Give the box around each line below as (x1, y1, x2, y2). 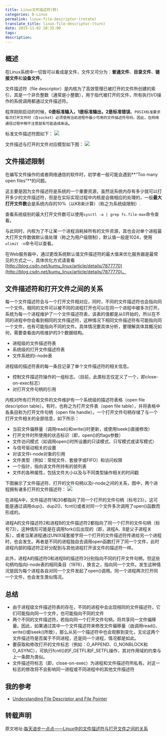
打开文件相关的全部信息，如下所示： (5, 416, 80, 422)
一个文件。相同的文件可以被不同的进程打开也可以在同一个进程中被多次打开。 (5, 305, 162, 311)
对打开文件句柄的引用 (12, 386, 56, 392)
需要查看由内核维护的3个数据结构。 (13, 330, 86, 336)
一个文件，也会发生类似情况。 (5, 574, 66, 580)
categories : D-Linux (5, 12, 48, 17)
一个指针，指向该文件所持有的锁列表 (12, 463, 87, 469)
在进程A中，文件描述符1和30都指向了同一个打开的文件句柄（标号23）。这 (5, 497, 154, 503)
